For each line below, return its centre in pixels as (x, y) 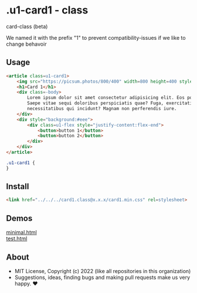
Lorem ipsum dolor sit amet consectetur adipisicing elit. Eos (106, 98)
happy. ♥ (26, 283)
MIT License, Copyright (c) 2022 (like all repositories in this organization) (103, 271)
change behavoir (26, 44)
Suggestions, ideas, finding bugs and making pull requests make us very (102, 277)
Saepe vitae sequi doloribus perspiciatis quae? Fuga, (96, 103)
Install (18, 187)
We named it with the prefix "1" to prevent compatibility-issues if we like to (96, 38)
